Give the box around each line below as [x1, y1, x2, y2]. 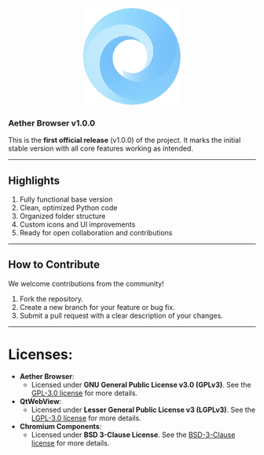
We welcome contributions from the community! [8, 278, 164, 288]
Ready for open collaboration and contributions [19, 228, 173, 238]
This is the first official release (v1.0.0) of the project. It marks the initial [8, 136, 241, 145]
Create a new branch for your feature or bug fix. [19, 302, 175, 311]
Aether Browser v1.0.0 [8, 118, 96, 129]
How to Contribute [8, 258, 101, 271]
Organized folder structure [19, 212, 106, 221]
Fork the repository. [19, 294, 84, 304]
